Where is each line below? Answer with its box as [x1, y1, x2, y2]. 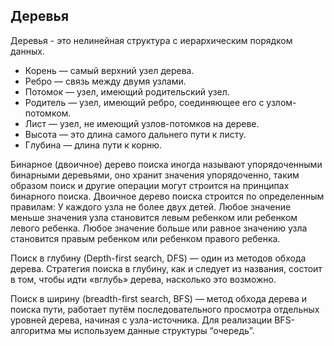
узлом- [266, 96, 297, 108]
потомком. [24, 107, 72, 119]
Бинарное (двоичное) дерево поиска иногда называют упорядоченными [10, 158, 323, 170]
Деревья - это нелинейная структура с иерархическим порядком [10, 34, 293, 46]
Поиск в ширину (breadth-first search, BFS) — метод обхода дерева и [10, 292, 308, 304]
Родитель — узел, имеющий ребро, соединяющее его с [24, 96, 265, 108]
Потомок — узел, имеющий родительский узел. [24, 85, 230, 98]
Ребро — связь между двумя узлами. [24, 75, 187, 87]
